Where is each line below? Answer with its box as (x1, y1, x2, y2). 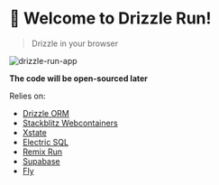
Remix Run (22, 146, 63, 157)
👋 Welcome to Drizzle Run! (9, 8, 212, 29)
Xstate (22, 126, 47, 138)
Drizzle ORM (22, 107, 70, 118)
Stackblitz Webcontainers (22, 117, 119, 128)
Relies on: (9, 90, 46, 101)
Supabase (22, 155, 60, 166)
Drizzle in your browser (31, 38, 119, 49)
